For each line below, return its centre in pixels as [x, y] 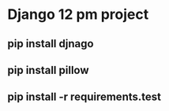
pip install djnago [51, 44]
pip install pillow [48, 70]
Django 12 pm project [78, 15]
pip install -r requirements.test [84, 97]
